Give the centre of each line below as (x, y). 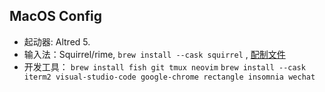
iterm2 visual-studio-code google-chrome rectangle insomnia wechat (169, 77)
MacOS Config (55, 16)
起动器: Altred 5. (57, 41)
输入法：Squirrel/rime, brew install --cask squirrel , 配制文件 (154, 54)
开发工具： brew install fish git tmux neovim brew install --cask (164, 66)
